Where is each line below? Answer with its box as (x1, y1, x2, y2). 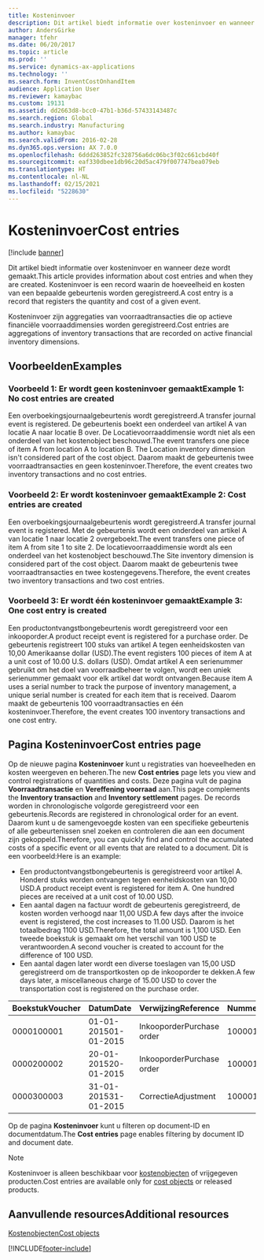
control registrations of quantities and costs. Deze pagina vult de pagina (8, 776, 242, 785)
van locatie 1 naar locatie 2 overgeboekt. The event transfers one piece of (8, 534, 245, 543)
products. (8, 1184, 39, 1195)
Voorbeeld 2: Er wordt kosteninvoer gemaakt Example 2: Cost (8, 490, 247, 501)
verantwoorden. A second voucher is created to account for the (19, 941, 224, 951)
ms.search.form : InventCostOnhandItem (8, 77, 135, 85)
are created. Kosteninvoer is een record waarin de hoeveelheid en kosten (8, 279, 245, 289)
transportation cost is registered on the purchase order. (19, 983, 200, 993)
